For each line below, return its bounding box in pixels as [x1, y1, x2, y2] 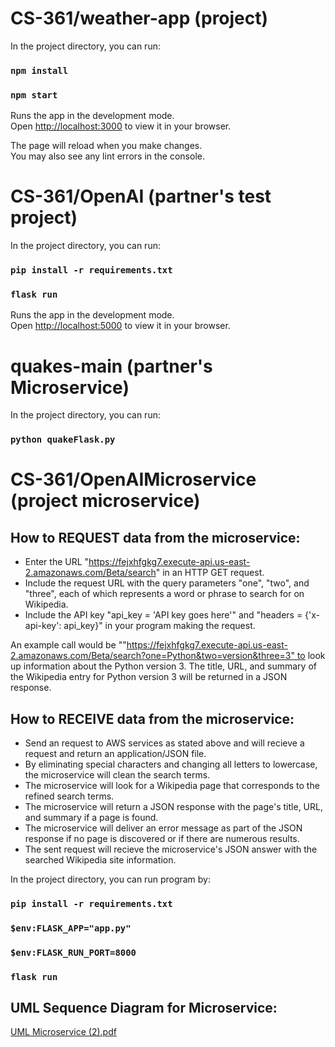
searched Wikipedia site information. [24, 853, 177, 866]
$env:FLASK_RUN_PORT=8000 [10, 947, 137, 958]
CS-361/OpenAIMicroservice [10, 468, 257, 491]
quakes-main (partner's [10, 355, 213, 377]
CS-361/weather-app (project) [10, 7, 269, 30]
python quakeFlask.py [10, 434, 116, 446]
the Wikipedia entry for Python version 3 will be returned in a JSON [10, 671, 288, 683]
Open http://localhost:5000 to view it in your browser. [10, 320, 231, 332]
